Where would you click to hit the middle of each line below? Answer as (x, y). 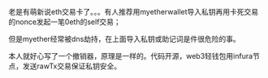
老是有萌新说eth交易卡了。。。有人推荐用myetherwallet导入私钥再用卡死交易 (134, 12)
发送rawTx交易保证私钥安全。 (72, 66)
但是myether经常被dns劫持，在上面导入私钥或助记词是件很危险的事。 (125, 39)
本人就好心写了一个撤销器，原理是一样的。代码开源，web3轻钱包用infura (131, 56)
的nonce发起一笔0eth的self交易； (65, 22)
